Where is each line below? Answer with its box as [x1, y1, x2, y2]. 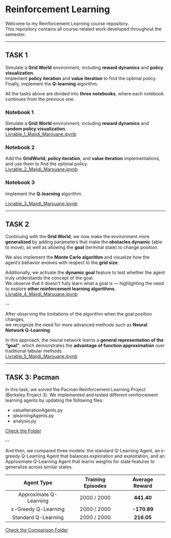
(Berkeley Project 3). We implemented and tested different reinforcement [5, 392, 158, 398]
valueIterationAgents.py [12, 407, 63, 414]
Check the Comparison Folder [5, 527, 68, 533]
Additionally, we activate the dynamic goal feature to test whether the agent [5, 269, 165, 276]
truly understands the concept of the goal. [5, 275, 94, 281]
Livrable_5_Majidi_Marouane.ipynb [5, 353, 78, 360]
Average [132, 476, 154, 483]
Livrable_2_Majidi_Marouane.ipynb [5, 166, 78, 172]
